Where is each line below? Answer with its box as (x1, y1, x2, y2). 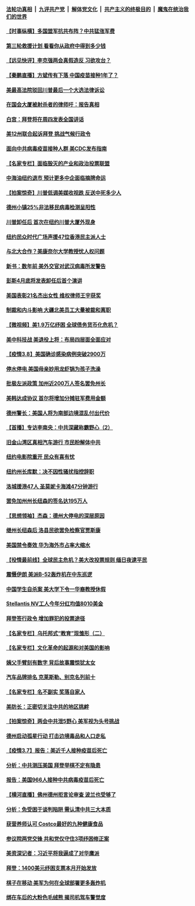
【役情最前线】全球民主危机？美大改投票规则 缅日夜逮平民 (6, 556, 148, 563)
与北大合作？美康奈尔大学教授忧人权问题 (6, 248, 105, 255)
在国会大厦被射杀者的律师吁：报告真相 (6, 101, 99, 108)
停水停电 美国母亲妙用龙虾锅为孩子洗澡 (6, 365, 101, 372)
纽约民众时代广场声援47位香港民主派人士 (6, 233, 106, 240)
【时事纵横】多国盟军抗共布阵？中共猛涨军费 (6, 27, 115, 35)
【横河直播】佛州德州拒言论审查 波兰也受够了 (6, 791, 116, 798)
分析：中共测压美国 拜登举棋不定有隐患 (6, 761, 101, 768)
